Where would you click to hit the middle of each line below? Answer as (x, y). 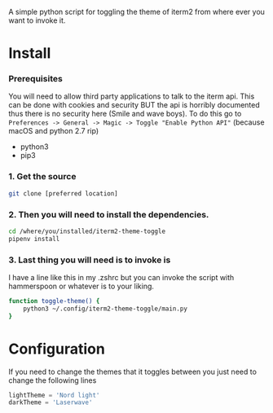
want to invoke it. (37, 20)
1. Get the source (42, 177)
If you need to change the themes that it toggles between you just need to (132, 371)
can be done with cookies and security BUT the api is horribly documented (134, 105)
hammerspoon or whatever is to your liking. (81, 286)
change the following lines (53, 380)
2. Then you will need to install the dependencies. (109, 214)
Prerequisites (35, 79)
